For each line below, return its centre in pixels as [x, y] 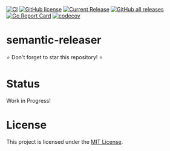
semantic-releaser [54, 40]
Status [23, 84]
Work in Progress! [29, 100]
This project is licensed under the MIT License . [65, 141]
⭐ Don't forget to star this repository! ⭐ [55, 57]
